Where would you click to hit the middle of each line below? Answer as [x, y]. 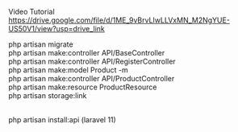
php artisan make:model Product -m [68, 70]
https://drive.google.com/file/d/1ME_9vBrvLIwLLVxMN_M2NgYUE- [119, 20]
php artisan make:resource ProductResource [83, 87]
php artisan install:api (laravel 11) [63, 120]
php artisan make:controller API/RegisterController [92, 61]
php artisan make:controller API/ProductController [92, 78]
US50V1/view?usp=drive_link [56, 29]
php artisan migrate [41, 44]
